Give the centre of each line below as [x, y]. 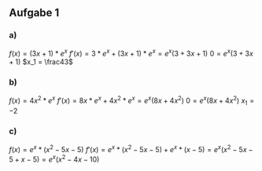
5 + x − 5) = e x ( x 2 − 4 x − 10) [54, 158]
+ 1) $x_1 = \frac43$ [41, 62]
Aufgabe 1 [34, 13]
